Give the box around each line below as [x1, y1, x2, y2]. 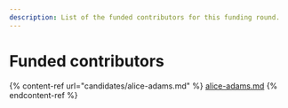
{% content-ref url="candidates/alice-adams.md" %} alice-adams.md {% [9, 81, 278, 91]
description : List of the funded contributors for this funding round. [9, 12, 280, 22]
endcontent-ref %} [9, 89, 78, 100]
